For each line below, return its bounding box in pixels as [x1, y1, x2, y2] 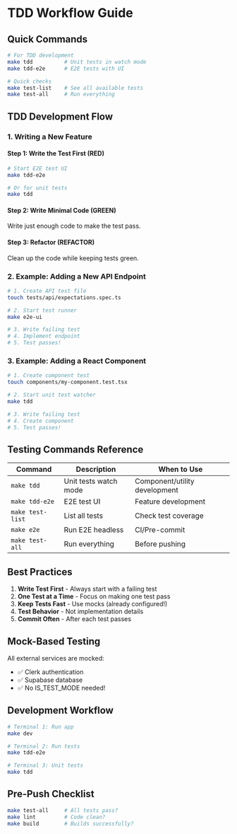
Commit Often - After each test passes [17, 615, 132, 623]
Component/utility [135, 476, 195, 486]
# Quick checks [7, 78, 52, 85]
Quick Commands [7, 33, 88, 45]
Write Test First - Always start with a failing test [17, 585, 157, 593]
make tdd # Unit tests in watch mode [7, 58, 147, 65]
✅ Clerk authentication [17, 667, 84, 676]
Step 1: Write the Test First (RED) [7, 149, 104, 158]
